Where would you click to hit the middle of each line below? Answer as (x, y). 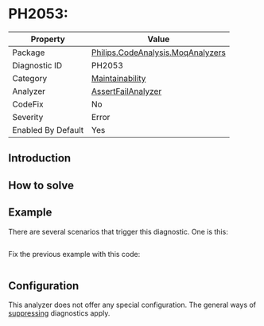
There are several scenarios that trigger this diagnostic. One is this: (118, 231)
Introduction (40, 159)
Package (29, 52)
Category (30, 78)
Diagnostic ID (37, 65)
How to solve (41, 185)
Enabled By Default (48, 130)
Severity (28, 117)
